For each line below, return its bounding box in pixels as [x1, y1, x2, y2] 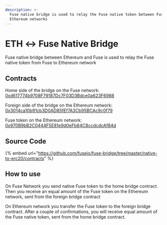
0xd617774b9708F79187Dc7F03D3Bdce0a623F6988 [5, 93, 114, 99]
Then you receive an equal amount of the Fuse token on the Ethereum [5, 188, 148, 194]
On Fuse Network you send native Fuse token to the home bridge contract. [5, 183, 158, 189]
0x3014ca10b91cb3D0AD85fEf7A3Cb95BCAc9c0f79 [5, 108, 113, 113]
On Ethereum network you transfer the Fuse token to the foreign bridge [5, 203, 151, 209]
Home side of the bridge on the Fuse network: [5, 88, 99, 94]
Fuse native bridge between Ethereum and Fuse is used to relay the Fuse [5, 54, 155, 60]
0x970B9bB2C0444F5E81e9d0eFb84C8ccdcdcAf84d [5, 122, 116, 128]
